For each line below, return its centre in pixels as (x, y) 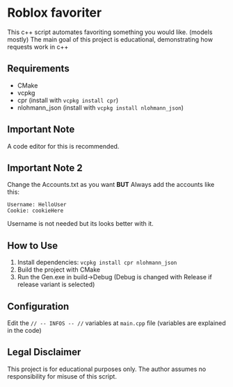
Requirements (38, 68)
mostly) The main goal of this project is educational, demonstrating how (110, 39)
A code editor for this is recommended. (63, 146)
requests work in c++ (38, 47)
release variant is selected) (56, 285)
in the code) (24, 330)
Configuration (38, 306)
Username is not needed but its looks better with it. (81, 224)
